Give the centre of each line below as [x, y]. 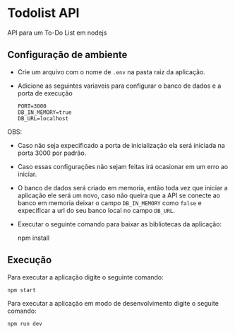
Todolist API [43, 13]
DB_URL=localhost [43, 118]
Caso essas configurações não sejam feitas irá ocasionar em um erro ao [122, 166]
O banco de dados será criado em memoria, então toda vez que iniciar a [122, 188]
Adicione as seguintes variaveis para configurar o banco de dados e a [119, 86]
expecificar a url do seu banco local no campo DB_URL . [96, 210]
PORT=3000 [32, 106]
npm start [22, 290]
